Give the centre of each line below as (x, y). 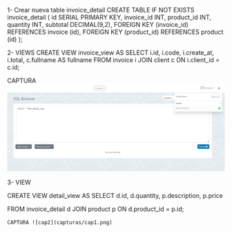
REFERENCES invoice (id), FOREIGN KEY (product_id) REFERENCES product (115, 32)
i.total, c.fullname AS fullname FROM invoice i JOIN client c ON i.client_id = (114, 60)
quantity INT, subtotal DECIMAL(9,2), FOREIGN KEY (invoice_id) (98, 24)
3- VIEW (19, 183)
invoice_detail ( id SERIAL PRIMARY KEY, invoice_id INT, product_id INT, (109, 17)
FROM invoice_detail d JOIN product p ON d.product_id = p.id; (96, 209)
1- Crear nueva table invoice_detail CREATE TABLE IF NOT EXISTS (101, 10)
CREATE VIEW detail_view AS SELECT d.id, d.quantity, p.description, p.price (115, 196)
